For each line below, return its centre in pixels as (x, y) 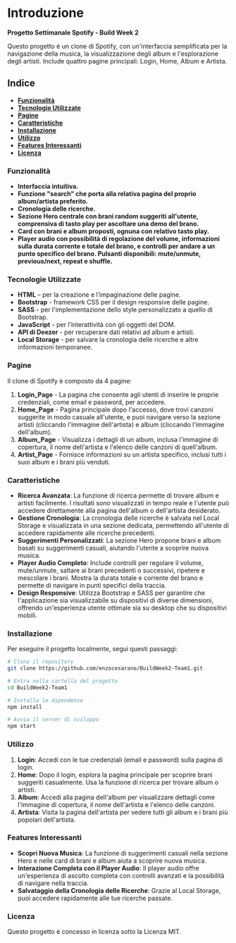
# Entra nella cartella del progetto (63, 681)
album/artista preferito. (52, 202)
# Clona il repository (41, 662)
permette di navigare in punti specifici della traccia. (92, 585)
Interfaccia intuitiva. (48, 186)
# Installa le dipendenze (45, 700)
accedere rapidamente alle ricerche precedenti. (87, 533)
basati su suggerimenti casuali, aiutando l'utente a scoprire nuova (113, 548)
